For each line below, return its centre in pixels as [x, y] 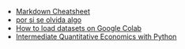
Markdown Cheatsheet [53, 11]
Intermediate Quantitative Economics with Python [96, 36]
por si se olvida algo [48, 20]
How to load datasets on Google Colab [79, 28]
